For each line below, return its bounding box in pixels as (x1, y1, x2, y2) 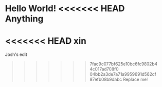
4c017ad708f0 (90, 66, 119, 72)
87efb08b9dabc (90, 76, 123, 83)
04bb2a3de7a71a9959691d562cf (90, 71, 157, 77)
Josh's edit (5, 52, 28, 57)
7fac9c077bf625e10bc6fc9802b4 (90, 61, 158, 67)
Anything (5, 13, 44, 24)
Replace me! (123, 76, 148, 83)
